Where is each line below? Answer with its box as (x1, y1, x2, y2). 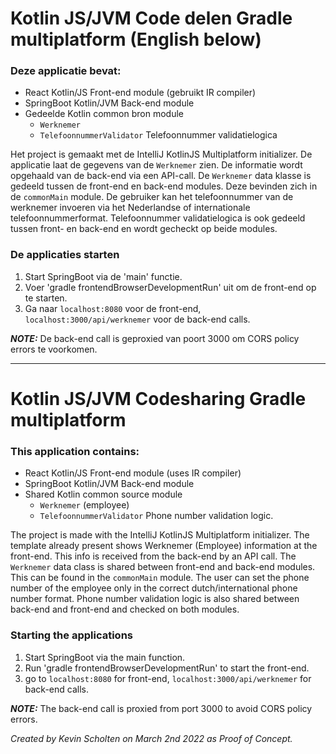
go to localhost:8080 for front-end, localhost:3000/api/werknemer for (24, 672, 312, 684)
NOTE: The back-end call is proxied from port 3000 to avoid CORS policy (10, 702, 313, 714)
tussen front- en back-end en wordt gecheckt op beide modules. (10, 223, 278, 235)
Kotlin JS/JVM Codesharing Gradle (10, 387, 307, 410)
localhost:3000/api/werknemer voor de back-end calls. (24, 313, 251, 325)
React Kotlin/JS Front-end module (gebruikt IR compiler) (24, 87, 257, 99)
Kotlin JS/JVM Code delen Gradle (10, 7, 293, 30)
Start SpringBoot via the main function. (24, 651, 186, 663)
